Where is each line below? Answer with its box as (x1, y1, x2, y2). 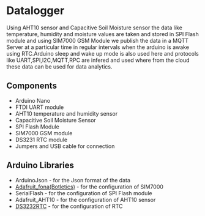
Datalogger (6, 4, 65, 18)
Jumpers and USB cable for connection (15, 142, 115, 150)
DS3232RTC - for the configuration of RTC (15, 203, 123, 210)
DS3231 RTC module (15, 136, 68, 143)
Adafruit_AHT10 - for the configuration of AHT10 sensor (15, 196, 156, 203)
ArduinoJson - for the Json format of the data (15, 176, 130, 184)
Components (6, 81, 57, 91)
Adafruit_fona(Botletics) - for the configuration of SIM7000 (15, 183, 164, 190)
